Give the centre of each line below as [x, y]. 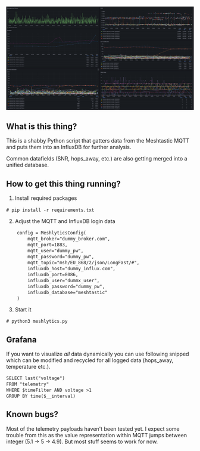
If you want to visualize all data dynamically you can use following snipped [98, 354]
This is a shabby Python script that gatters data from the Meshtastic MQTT [98, 141]
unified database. [28, 165]
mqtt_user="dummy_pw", [56, 251]
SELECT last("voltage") [36, 379]
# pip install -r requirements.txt [50, 210]
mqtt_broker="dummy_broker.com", [69, 239]
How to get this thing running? [63, 183]
